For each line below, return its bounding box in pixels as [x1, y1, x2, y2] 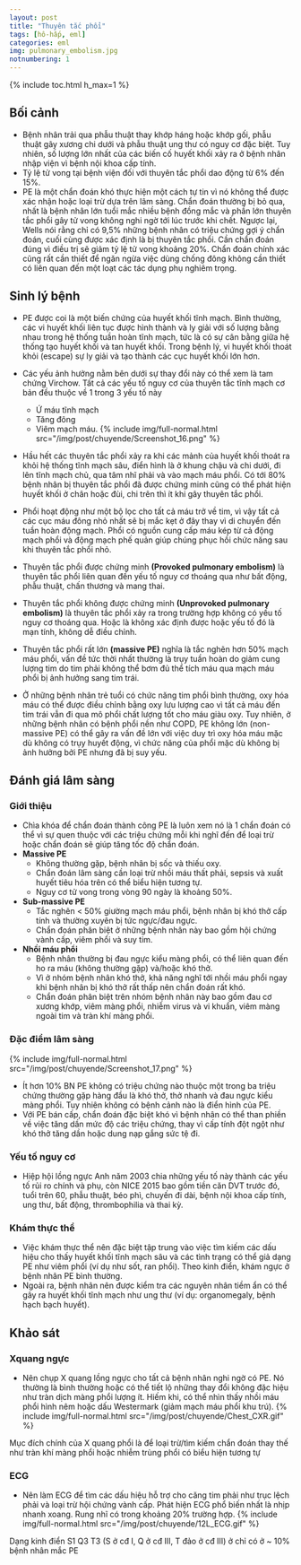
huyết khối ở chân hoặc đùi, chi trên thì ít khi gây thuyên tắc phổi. [21, 488, 264, 499]
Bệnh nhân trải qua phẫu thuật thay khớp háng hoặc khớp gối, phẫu [21, 129, 271, 140]
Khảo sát [9, 1325, 60, 1341]
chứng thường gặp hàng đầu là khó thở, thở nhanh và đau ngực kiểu [21, 1090, 273, 1100]
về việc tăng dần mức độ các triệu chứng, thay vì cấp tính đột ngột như [21, 1118, 285, 1129]
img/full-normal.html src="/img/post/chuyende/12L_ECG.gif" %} [21, 1518, 260, 1529]
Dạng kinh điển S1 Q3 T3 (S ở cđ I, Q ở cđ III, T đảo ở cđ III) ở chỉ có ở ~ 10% [9, 1535, 290, 1547]
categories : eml [9, 38, 70, 48]
